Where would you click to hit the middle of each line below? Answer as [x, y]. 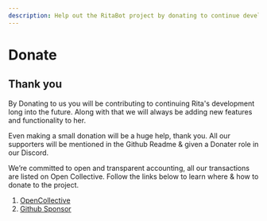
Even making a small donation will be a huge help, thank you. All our [119, 135]
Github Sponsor [45, 208]
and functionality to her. [47, 120]
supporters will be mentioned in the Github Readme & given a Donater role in [133, 144]
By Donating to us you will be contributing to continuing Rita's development [132, 103]
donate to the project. [44, 184]
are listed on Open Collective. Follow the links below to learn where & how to [133, 176]
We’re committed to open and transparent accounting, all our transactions [129, 168]
